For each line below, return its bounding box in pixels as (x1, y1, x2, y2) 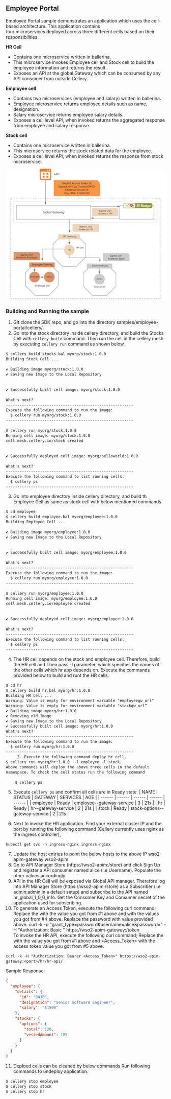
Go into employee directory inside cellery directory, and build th (13, 493, 147, 500)
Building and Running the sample (6, 308, 89, 315)
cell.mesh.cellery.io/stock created (6, 438, 83, 443)
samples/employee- (117, 319, 159, 325)
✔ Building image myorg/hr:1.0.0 (6, 709, 77, 714)
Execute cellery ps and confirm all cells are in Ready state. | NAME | (13, 789, 158, 795)
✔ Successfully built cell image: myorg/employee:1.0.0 (6, 550, 127, 555)
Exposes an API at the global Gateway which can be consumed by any (13, 70, 161, 76)
